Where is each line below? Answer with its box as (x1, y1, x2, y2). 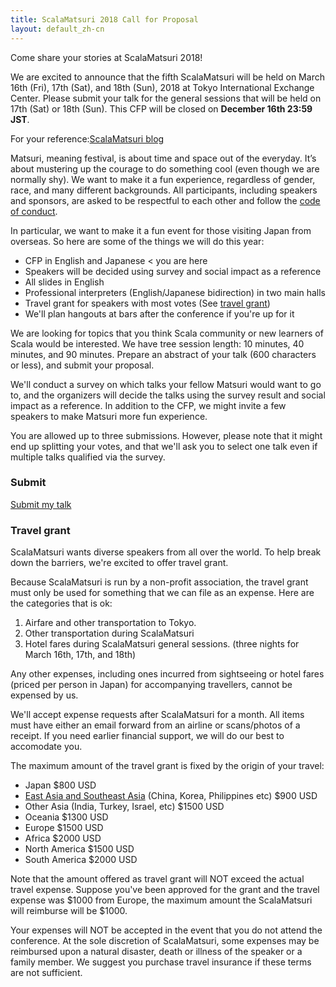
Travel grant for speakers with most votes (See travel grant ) (24, 297, 271, 309)
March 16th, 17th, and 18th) (24, 649, 137, 661)
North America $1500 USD (24, 843, 135, 855)
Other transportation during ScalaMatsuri (24, 627, 195, 640)
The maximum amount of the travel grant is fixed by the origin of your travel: (10, 760, 325, 772)
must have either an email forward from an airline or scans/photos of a (10, 719, 301, 731)
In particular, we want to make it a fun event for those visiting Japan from (10, 224, 312, 236)
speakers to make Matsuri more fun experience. (10, 410, 208, 422)
